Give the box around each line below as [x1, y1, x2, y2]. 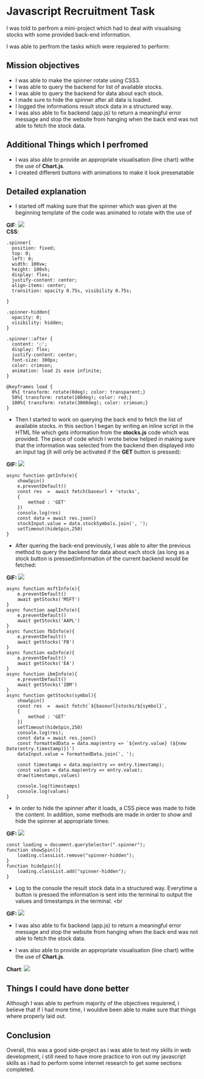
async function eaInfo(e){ [6, 650, 75, 656]
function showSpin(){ [6, 847, 62, 853]
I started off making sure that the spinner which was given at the [15, 202, 177, 210]
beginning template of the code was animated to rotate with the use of [15, 209, 192, 216]
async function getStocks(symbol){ [6, 693, 97, 699]
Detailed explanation [6, 186, 86, 196]
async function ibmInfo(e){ [6, 671, 78, 677]
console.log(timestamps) [17, 783, 80, 789]
